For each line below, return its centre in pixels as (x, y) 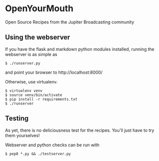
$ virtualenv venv (24, 91)
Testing (17, 118)
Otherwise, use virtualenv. (31, 81)
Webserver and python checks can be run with (52, 145)
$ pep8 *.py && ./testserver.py (38, 154)
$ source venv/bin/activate (34, 95)
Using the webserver (38, 37)
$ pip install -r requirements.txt (41, 99)
